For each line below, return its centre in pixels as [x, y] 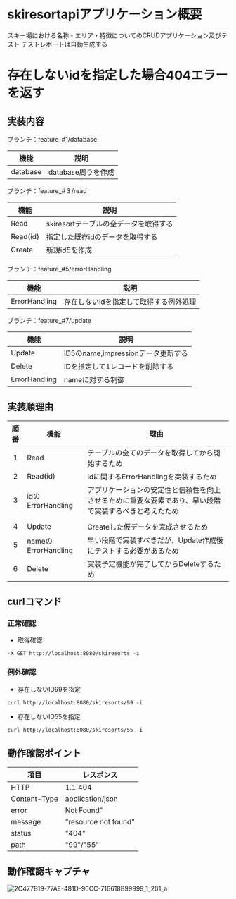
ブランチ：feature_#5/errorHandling [59, 269]
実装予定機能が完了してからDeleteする [151, 563]
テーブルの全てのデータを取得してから [150, 453]
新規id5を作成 [69, 250]
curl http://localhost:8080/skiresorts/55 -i [75, 730]
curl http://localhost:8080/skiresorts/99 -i [75, 702]
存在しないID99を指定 [49, 689]
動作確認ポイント [44, 753]
